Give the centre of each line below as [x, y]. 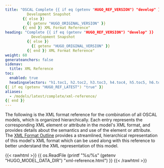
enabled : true [24, 78]
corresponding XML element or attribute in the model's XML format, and [78, 125]
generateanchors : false [29, 60]
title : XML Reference [31, 69]
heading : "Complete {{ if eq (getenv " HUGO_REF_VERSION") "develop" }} [79, 32]
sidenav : [14, 64]
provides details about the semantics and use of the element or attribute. [78, 130]
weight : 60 [16, 55]
